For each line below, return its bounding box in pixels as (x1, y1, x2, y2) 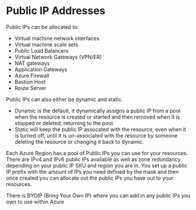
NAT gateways (14, 60, 50, 67)
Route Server (14, 84, 47, 91)
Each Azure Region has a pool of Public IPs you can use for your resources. (6, 149, 188, 156)
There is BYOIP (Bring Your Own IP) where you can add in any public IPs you (6, 192, 191, 199)
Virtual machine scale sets (14, 41, 78, 48)
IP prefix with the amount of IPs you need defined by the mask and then (6, 168, 179, 175)
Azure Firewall (14, 72, 50, 79)
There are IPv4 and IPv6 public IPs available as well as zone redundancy (6, 156, 181, 163)
